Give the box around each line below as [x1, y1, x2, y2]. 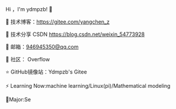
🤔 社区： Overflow [5, 56, 50, 62]
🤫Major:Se [5, 96, 31, 103]
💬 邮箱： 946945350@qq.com [5, 44, 79, 50]
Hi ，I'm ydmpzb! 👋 [5, 6, 53, 12]
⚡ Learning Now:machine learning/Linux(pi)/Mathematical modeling [5, 82, 171, 89]
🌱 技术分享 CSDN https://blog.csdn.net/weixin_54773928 [5, 31, 145, 38]
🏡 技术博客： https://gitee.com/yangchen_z [5, 18, 110, 25]
